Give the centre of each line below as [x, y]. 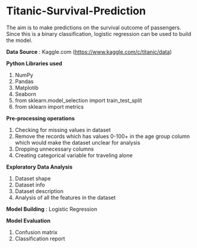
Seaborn [25, 94]
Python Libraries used [34, 63]
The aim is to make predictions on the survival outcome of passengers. [94, 27]
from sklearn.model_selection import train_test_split [78, 100]
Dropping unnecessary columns [54, 149]
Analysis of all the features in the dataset [65, 197]
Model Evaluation [28, 221]
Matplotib [27, 87]
